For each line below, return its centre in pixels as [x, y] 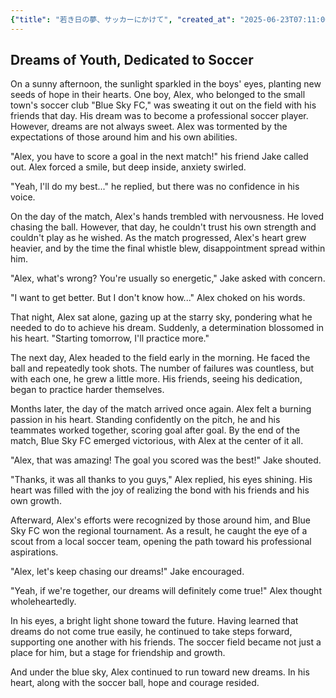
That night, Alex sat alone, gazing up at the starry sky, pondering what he [161, 317]
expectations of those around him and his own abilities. [124, 137]
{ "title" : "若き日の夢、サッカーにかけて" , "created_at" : [123, 19]
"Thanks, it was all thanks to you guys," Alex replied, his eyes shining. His [161, 480]
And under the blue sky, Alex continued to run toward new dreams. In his [160, 672]
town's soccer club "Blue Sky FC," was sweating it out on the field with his [163, 105]
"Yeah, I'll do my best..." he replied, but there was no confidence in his [155, 187]
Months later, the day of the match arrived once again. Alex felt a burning [161, 409]
